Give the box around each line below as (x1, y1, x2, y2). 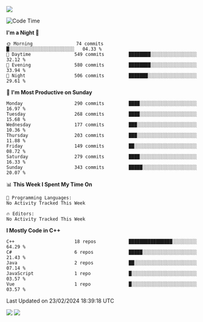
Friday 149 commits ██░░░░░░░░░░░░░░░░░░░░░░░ (6, 143, 198, 149)
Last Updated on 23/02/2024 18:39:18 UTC (6, 297, 114, 304)
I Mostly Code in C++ (6, 227, 61, 234)
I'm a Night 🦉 (6, 29, 40, 36)
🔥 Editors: (6, 211, 35, 217)
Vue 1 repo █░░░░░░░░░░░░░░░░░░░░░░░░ (6, 281, 198, 287)
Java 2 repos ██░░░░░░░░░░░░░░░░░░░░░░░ (6, 260, 198, 266)
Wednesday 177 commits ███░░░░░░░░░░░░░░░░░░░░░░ (6, 122, 198, 128)
